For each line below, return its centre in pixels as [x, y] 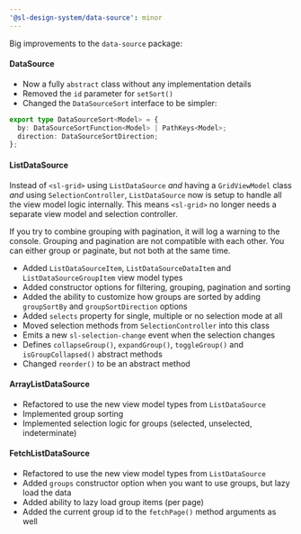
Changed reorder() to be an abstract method [106, 363]
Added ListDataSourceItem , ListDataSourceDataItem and [127, 267]
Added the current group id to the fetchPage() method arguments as [149, 511]
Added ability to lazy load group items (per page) [113, 502]
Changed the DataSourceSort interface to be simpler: [120, 103]
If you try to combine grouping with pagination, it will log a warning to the [145, 231]
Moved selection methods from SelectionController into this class [146, 325]
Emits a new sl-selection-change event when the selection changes [149, 335]
